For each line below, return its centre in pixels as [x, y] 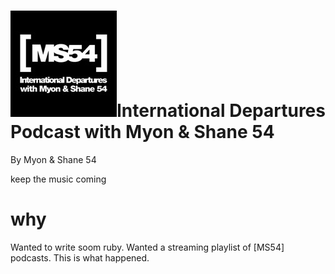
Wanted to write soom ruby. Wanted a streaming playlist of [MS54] [147, 247]
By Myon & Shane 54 [53, 159]
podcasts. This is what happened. [80, 257]
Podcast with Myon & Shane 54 [142, 132]
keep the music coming [58, 179]
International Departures [221, 111]
